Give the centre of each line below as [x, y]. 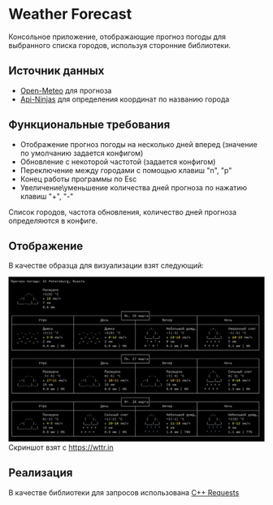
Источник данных [56, 71]
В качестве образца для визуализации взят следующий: [106, 266]
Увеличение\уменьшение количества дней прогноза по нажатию [134, 187]
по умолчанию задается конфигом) [82, 153]
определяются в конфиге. [53, 220]
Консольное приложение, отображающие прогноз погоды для [117, 37]
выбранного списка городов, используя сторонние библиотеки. [120, 45]
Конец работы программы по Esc [78, 179]
